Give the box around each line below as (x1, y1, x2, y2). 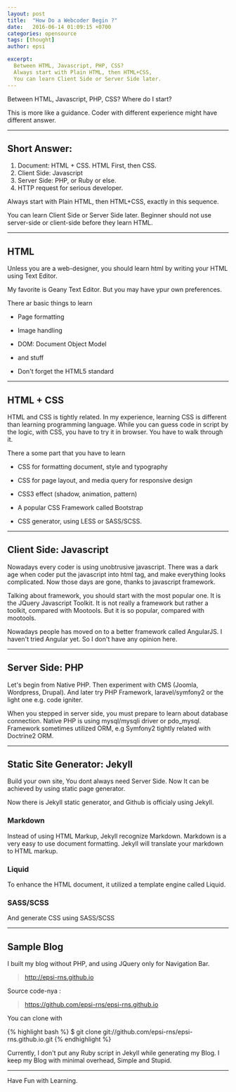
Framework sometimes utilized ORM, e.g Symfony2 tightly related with (7, 724, 211, 732)
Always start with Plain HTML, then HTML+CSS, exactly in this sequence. (7, 198, 219, 206)
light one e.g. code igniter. (7, 695, 83, 704)
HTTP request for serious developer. (17, 184, 124, 192)
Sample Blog (7, 941, 64, 953)
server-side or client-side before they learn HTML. (7, 219, 153, 227)
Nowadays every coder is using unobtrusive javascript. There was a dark (7, 562, 219, 571)
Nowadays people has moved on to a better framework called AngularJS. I (7, 627, 223, 635)
